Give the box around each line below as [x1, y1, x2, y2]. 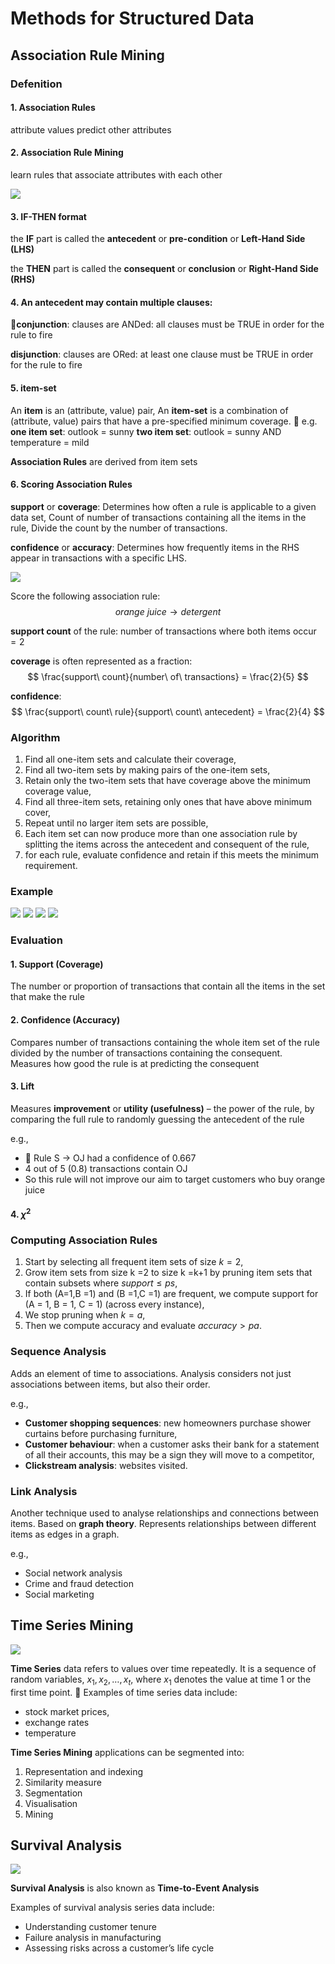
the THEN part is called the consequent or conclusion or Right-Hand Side [10, 263, 319, 275]
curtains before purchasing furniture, [24, 1427, 178, 1439]
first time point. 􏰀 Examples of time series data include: [10, 1686, 238, 1698]
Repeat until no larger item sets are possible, [24, 817, 209, 829]
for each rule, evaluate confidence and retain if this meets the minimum [24, 849, 320, 861]
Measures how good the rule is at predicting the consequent [10, 1057, 260, 1069]
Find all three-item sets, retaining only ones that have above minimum [24, 796, 312, 808]
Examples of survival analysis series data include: [10, 1902, 215, 1914]
